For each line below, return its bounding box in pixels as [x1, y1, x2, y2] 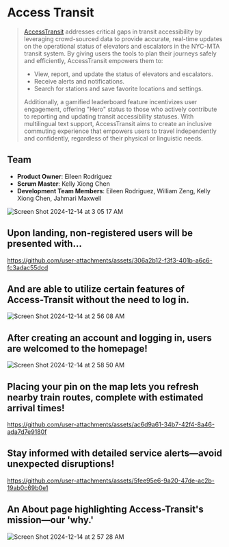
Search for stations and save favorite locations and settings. [33, 84, 204, 93]
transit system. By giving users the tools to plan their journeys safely [23, 49, 217, 58]
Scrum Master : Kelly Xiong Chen [16, 180, 111, 188]
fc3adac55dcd [7, 263, 49, 271]
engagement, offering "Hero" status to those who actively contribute [23, 105, 217, 113]
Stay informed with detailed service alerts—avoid [7, 448, 223, 459]
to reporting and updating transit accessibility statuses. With [23, 112, 194, 121]
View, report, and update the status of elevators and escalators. [33, 70, 213, 78]
